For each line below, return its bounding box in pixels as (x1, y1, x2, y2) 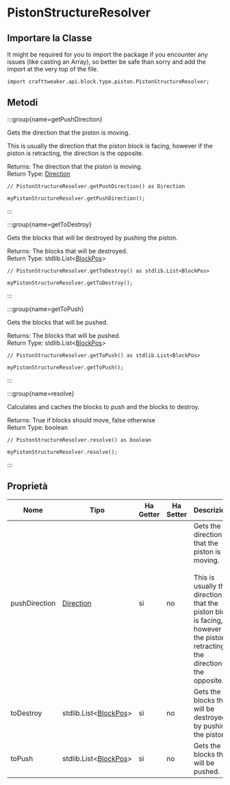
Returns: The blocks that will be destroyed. (7, 247, 128, 255)
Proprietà (7, 481, 48, 492)
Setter (166, 510, 187, 519)
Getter (138, 510, 160, 519)
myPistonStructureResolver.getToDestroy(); (7, 280, 133, 286)
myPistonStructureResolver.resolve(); (7, 448, 118, 455)
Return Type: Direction (7, 170, 71, 178)
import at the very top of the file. (7, 65, 99, 73)
